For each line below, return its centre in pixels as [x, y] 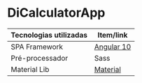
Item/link [113, 35]
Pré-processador [40, 58]
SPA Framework [37, 47]
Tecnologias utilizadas [49, 35]
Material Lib [30, 69]
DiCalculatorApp [56, 13]
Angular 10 [113, 47]
